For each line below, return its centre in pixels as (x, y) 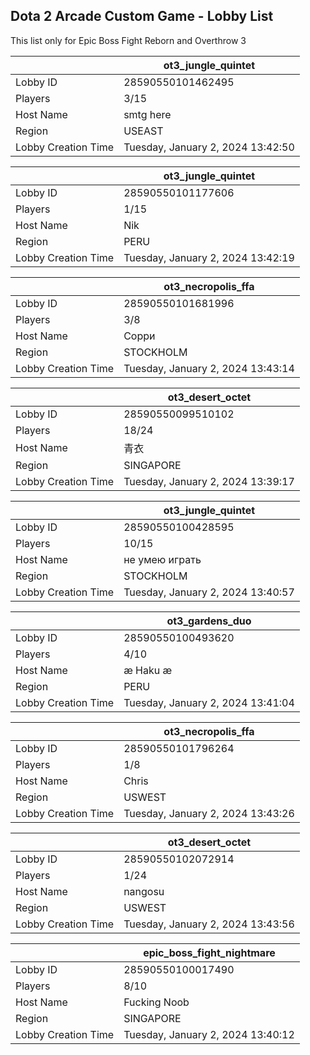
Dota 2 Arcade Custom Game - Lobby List (142, 16)
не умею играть (162, 559)
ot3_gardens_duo (209, 621)
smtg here (147, 114)
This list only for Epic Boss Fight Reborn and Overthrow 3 (128, 40)
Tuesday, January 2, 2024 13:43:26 (209, 813)
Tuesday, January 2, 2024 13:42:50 (209, 147)
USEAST (143, 131)
